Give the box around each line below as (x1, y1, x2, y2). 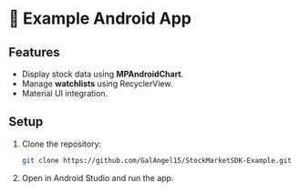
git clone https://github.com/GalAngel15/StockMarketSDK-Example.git (21, 156, 293, 165)
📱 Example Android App (8, 8, 192, 29)
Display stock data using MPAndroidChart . (21, 68, 184, 79)
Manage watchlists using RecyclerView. (21, 78, 173, 89)
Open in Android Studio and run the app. (21, 172, 174, 183)
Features (8, 45, 60, 60)
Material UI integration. (21, 88, 109, 98)
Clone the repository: (21, 138, 102, 149)
